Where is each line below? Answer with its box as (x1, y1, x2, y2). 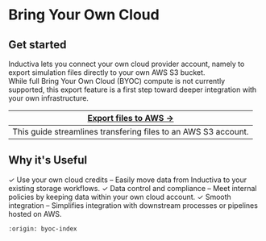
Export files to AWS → (87, 113, 174, 123)
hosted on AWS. (8, 209, 62, 218)
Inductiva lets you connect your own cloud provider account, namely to (8, 59, 245, 69)
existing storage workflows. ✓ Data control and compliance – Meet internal (8, 183, 257, 193)
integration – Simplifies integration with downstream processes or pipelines (8, 200, 258, 210)
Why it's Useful (8, 153, 87, 167)
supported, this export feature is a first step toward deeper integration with (8, 85, 257, 94)
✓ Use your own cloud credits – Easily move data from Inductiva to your (8, 175, 247, 185)
